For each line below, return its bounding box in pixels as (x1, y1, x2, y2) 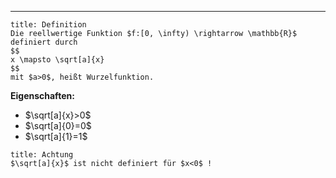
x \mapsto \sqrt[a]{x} (10, 55, 105, 65)
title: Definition (10, 20, 87, 30)
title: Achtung (10, 150, 74, 160)
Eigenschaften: (10, 90, 75, 101)
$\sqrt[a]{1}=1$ (24, 131, 88, 142)
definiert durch (10, 37, 78, 47)
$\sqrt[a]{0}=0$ (24, 120, 92, 131)
